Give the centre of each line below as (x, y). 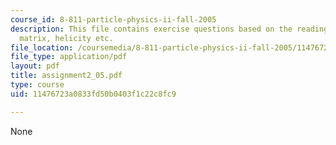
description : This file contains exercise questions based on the (151, 29)
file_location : (42, 47)
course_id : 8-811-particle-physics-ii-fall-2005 (113, 19)
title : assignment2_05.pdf (66, 76)
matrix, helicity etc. (66, 38)
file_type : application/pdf (69, 57)
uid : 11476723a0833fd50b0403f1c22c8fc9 (93, 94)
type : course (37, 85)
